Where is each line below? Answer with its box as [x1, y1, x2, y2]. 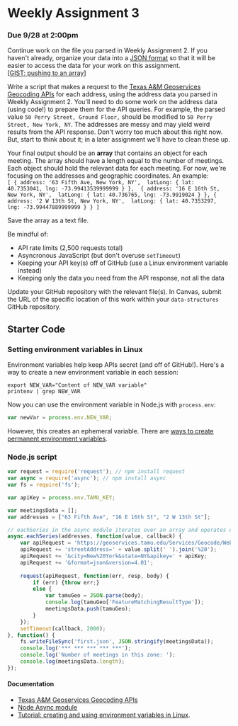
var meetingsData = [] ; [7, 506, 78, 514]
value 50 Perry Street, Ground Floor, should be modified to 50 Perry [7, 113, 212, 121]
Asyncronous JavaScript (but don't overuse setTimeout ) [17, 251, 181, 260]
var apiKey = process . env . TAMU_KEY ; [7, 494, 115, 501]
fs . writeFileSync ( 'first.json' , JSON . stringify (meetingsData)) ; [20, 638, 214, 645]
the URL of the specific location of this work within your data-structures [7, 295, 220, 304]
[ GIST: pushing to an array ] [7, 69, 86, 77]
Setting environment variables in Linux [7, 344, 143, 354]
